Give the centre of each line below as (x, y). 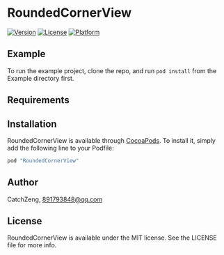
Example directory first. (41, 78)
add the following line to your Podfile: (61, 148)
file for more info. (32, 245)
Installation (32, 124)
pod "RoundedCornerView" (43, 161)
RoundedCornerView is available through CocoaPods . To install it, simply (111, 140)
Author (23, 183)
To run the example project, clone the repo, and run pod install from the (112, 70)
